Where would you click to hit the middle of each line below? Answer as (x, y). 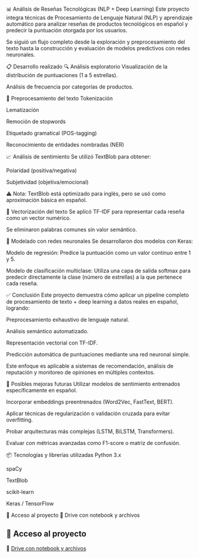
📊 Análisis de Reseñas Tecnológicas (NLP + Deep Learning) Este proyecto (98, 9)
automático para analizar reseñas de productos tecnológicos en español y (97, 24)
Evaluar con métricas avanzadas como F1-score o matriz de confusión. (93, 443)
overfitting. (20, 420)
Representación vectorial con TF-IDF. (52, 343)
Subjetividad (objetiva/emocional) (47, 182)
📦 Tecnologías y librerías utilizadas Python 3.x (64, 455)
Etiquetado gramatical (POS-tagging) (52, 133)
